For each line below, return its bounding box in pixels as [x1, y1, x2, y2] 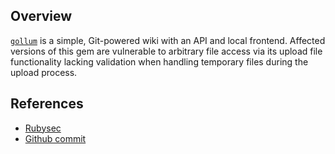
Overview [10, 8, 73, 25]
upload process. [10, 66, 78, 78]
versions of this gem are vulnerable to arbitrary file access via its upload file [10, 45, 323, 57]
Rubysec [24, 122, 62, 134]
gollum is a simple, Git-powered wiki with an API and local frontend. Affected [10, 34, 326, 46]
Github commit [24, 132, 87, 144]
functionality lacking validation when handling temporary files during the [10, 55, 309, 68]
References [10, 95, 84, 113]
